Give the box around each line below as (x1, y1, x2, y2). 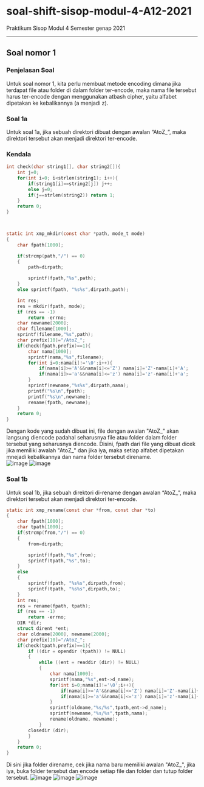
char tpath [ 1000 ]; (17, 524, 64, 530)
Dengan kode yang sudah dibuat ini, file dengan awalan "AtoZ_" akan (6, 427, 179, 435)
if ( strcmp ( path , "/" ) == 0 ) (17, 253, 86, 259)
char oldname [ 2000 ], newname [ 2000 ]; (17, 631, 110, 637)
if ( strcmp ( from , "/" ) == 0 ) (17, 530, 86, 536)
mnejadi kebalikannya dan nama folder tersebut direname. (6, 453, 152, 461)
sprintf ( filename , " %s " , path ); (17, 332, 94, 338)
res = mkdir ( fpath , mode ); (17, 303, 86, 309)
